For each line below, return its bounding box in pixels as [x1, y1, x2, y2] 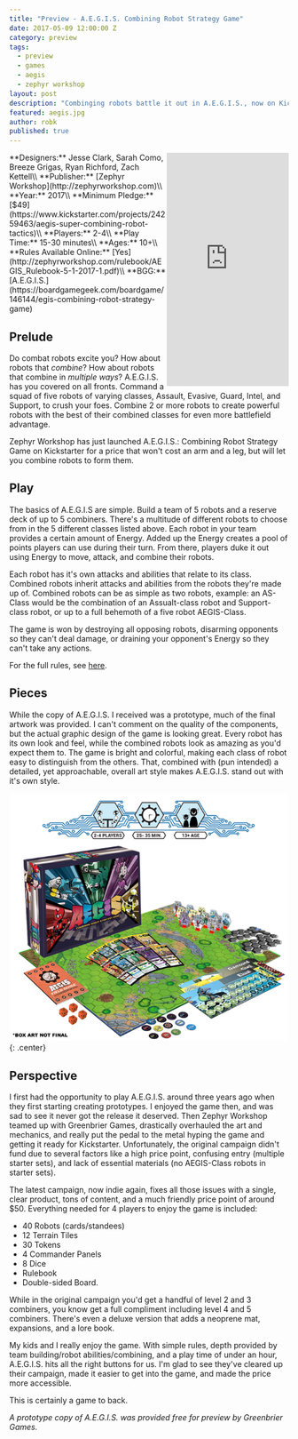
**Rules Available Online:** [9, 247, 111, 258]
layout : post [9, 89, 58, 98]
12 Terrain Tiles [21, 1230, 78, 1241]
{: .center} [9, 1043, 47, 1053]
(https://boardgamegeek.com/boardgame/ [9, 284, 164, 295]
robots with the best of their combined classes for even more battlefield [9, 409, 271, 420]
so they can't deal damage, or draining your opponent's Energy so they [9, 633, 270, 644]
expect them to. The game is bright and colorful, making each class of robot [9, 747, 287, 757]
